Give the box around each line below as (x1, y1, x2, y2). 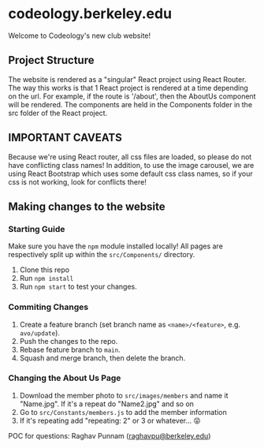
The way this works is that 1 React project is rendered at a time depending (8, 83, 248, 92)
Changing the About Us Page (8, 372, 121, 383)
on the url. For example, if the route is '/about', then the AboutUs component (8, 91, 256, 101)
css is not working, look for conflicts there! (8, 177, 147, 186)
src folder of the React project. (8, 108, 108, 118)
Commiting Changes (8, 301, 89, 312)
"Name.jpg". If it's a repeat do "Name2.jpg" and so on (19, 399, 195, 409)
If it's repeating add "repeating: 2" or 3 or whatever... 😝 (19, 416, 201, 425)
